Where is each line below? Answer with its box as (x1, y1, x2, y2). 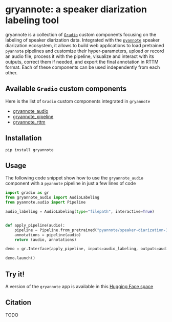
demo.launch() (5, 255, 36, 261)
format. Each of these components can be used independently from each (5, 64, 160, 70)
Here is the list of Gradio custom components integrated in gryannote (5, 98, 150, 104)
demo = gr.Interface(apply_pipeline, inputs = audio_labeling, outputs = (5, 246, 159, 252)
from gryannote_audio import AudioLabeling (5, 195, 100, 200)
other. (5, 69, 18, 75)
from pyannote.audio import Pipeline (5, 200, 86, 205)
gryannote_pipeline (12, 113, 54, 119)
